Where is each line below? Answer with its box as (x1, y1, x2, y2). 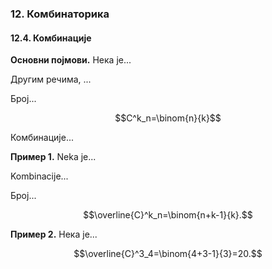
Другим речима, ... (10, 73, 92, 86)
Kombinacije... (10, 170, 69, 182)
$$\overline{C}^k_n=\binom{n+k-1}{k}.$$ (83, 209, 253, 221)
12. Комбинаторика (10, 7, 110, 21)
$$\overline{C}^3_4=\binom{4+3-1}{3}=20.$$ (73, 248, 263, 260)
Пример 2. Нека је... (10, 228, 98, 241)
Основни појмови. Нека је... (10, 54, 132, 66)
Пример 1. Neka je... (10, 151, 97, 163)
